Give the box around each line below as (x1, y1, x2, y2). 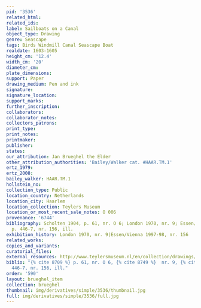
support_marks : (6, 98, 44, 104)
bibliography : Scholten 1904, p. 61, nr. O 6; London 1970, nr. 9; (6, 221, 178, 227)
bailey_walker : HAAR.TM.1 (6, 176, 71, 182)
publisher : (6, 142, 33, 149)
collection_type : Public (6, 187, 68, 193)
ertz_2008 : (6, 170, 33, 177)
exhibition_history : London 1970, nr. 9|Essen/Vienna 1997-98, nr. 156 (6, 231, 188, 237)
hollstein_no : (6, 182, 42, 188)
